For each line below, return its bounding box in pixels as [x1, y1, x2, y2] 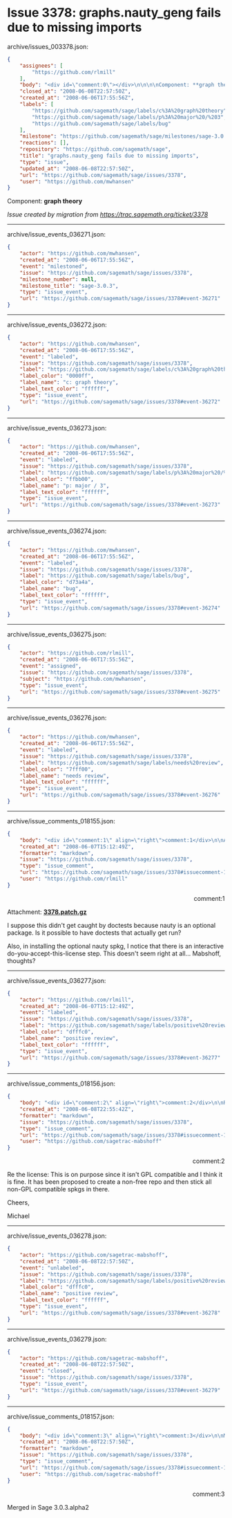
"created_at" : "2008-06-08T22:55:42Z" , [19, 1106, 135, 1113]
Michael [7, 1212, 30, 1220]
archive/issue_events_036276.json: [7, 714, 107, 722]
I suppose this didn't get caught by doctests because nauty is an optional [7, 921, 216, 929]
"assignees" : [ [19, 62, 64, 69]
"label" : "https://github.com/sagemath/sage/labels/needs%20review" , [19, 759, 224, 766]
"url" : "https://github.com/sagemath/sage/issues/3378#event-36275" [19, 688, 221, 695]
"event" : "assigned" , [19, 663, 81, 670]
